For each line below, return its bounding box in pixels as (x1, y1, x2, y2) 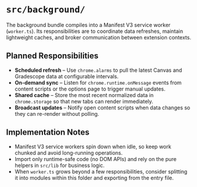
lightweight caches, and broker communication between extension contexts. (6, 34, 192, 41)
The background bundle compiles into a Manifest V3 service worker (6, 21, 171, 28)
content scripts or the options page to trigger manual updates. (14, 85, 166, 92)
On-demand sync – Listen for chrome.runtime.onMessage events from (14, 79, 182, 86)
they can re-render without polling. (14, 110, 99, 117)
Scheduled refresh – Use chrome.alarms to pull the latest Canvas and (14, 66, 182, 74)
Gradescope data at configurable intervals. (14, 72, 119, 80)
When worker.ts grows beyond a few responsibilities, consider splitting (14, 168, 188, 175)
